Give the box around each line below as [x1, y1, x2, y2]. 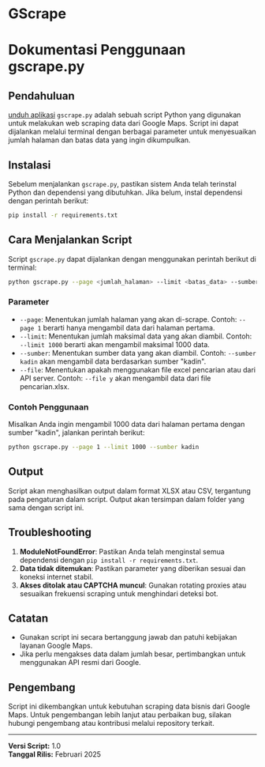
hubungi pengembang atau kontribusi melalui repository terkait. [8, 719, 215, 728]
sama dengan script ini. [8, 503, 84, 512]
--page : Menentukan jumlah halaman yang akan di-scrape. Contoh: [19, 314, 237, 324]
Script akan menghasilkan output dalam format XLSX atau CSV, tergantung [8, 486, 251, 495]
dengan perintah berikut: [8, 196, 89, 206]
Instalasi [8, 158, 51, 172]
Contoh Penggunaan [8, 401, 89, 412]
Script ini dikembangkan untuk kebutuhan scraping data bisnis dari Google [8, 701, 251, 712]
